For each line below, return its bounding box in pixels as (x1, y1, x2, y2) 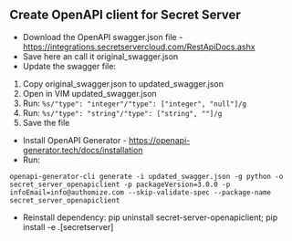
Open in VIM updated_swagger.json (22, 88, 157, 99)
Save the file (22, 117, 70, 128)
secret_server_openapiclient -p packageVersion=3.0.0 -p (9, 180, 231, 189)
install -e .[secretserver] (22, 221, 114, 232)
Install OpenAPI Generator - (22, 134, 128, 145)
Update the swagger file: (22, 60, 117, 71)
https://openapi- (129, 134, 191, 145)
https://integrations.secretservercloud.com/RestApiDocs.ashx (22, 41, 255, 52)
